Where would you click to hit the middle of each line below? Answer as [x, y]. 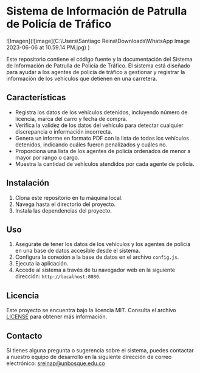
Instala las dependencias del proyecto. [64, 210]
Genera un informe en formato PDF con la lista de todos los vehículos [102, 138]
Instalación [28, 183]
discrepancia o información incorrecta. [64, 131]
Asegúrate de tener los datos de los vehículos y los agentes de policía [103, 244]
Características [36, 98]
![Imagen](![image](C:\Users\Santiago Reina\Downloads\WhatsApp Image [98, 41]
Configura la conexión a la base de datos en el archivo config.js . [97, 257]
